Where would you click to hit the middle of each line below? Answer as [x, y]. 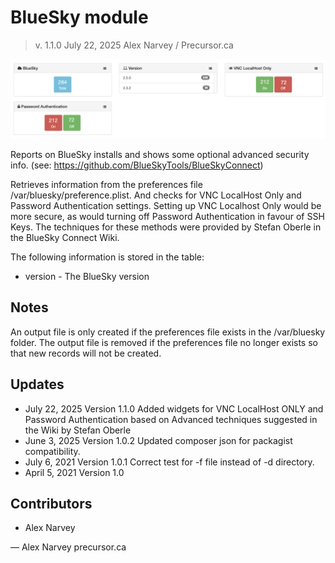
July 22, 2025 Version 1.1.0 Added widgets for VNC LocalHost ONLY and [174, 408]
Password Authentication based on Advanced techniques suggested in [171, 419]
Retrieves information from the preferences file [106, 184]
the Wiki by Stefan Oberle [78, 430]
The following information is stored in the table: [107, 257]
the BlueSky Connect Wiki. [65, 237]
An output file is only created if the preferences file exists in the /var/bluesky [168, 332]
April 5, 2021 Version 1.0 [74, 472]
